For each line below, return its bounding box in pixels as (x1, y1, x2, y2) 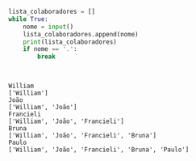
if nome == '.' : (23, 45, 78, 53)
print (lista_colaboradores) (23, 37, 117, 46)
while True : (8, 15, 48, 23)
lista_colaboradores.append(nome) (23, 30, 139, 38)
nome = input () (23, 23, 74, 31)
